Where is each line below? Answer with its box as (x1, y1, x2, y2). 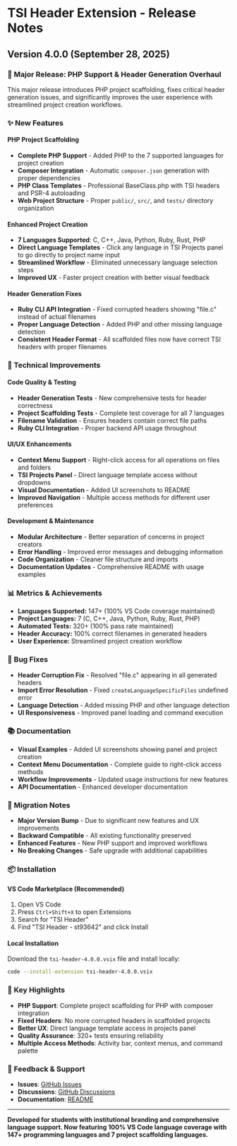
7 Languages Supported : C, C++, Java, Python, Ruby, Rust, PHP (17, 235, 206, 245)
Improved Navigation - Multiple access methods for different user (17, 493, 210, 501)
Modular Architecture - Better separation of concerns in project (17, 532, 205, 541)
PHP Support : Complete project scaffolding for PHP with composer (17, 1001, 214, 1010)
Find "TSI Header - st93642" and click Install (17, 923, 149, 931)
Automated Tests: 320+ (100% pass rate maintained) (17, 622, 174, 631)
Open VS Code (17, 900, 61, 909)
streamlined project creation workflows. (7, 100, 123, 109)
